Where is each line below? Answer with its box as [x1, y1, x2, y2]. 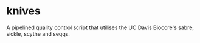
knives [6, 4, 41, 18]
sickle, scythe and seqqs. [6, 30, 70, 37]
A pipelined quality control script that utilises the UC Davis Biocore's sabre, [6, 24, 195, 31]
